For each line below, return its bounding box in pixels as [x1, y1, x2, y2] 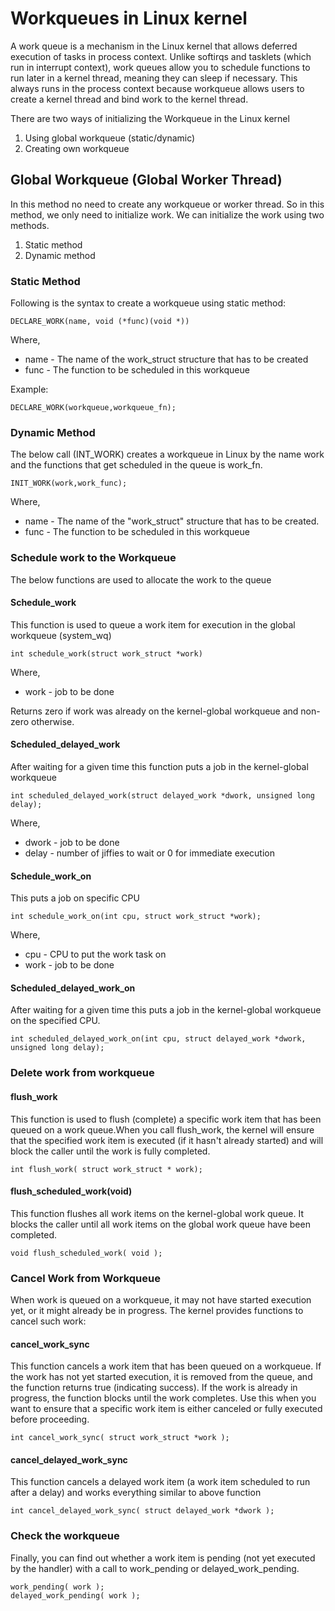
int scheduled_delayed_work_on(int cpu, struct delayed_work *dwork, [10, 1034, 307, 1044]
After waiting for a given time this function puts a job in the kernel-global [10, 761, 309, 773]
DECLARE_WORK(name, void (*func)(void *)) [10, 317, 190, 327]
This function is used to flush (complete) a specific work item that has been [10, 1113, 322, 1125]
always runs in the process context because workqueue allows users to [10, 82, 305, 94]
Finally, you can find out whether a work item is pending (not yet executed [10, 1552, 316, 1564]
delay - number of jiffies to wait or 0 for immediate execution [24, 847, 275, 859]
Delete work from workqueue [10, 1066, 155, 1080]
